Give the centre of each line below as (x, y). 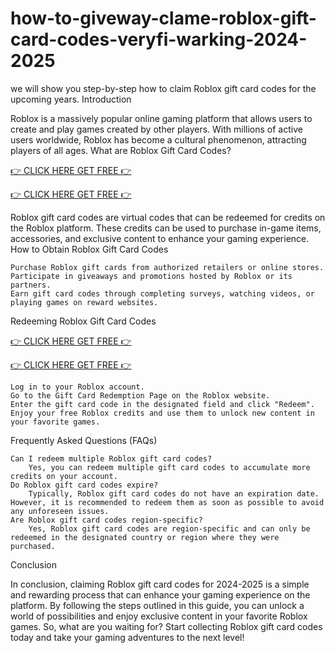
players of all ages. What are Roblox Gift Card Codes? (121, 150)
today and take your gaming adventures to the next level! (127, 637)
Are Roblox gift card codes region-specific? (106, 520)
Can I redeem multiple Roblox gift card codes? (111, 458)
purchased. (33, 546)
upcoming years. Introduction (71, 99)
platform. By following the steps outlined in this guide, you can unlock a (157, 605)
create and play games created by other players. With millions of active (156, 129)
